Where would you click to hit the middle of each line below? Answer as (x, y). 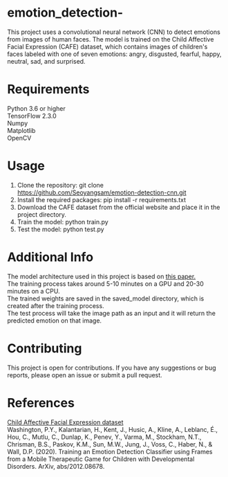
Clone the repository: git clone (60, 185)
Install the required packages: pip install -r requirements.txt (102, 199)
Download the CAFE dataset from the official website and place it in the (118, 207)
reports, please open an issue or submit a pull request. (85, 375)
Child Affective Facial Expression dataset (65, 422)
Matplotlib (21, 130)
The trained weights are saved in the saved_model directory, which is (106, 298)
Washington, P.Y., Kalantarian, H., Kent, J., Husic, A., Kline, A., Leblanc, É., (112, 429)
